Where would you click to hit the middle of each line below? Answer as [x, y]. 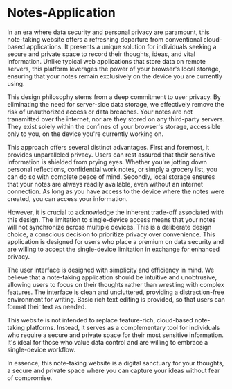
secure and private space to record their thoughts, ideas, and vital [101, 54]
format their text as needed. [47, 306]
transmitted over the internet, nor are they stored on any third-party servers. [116, 119]
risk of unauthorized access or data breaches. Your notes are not [100, 112]
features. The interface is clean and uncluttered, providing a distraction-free [116, 292]
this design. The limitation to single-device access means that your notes [111, 219]
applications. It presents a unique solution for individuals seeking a [122, 46]
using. [16, 83]
